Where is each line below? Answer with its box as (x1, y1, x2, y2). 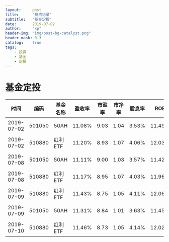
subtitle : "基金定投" (5, 17, 52, 22)
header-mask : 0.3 (5, 36, 42, 41)
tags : (5, 45, 17, 50)
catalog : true (5, 40, 42, 45)
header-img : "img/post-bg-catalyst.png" (5, 31, 92, 36)
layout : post (5, 7, 42, 13)
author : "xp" (5, 26, 42, 31)
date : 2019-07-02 (5, 21, 55, 27)
